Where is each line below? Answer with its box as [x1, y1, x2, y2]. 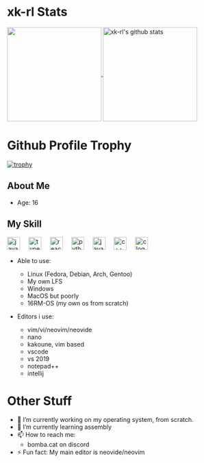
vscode [27, 347, 49, 355]
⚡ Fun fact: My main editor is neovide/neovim [16, 448, 145, 456]
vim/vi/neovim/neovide [27, 325, 92, 334]
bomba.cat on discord [27, 440, 90, 449]
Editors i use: [16, 312, 54, 321]
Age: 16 [16, 198, 39, 206]
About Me [7, 180, 50, 192]
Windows [27, 284, 54, 292]
